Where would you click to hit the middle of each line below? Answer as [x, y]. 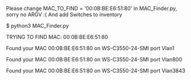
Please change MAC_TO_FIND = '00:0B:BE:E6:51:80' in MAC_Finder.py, [92, 8]
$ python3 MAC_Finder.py [37, 26]
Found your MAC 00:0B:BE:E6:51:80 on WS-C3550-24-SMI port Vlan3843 [96, 71]
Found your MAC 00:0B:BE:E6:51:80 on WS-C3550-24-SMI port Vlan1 [90, 48]
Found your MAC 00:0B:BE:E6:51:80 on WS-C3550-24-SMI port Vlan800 [94, 59]
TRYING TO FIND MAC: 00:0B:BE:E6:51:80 [57, 37]
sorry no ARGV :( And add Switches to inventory [64, 14]
